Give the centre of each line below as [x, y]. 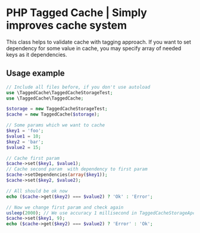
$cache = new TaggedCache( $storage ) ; [53, 114]
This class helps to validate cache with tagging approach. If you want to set [99, 42]
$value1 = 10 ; [24, 136]
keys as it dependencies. [37, 54]
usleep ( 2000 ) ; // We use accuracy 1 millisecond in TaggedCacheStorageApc [101, 213]
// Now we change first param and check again [65, 207]
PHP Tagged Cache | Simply [77, 13]
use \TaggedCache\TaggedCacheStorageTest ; [60, 92]
